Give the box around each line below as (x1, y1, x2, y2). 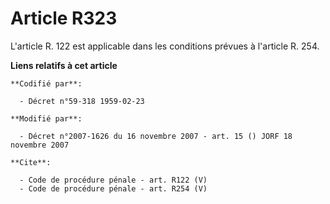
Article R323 (10, 7, 118, 30)
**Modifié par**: (10, 113, 83, 124)
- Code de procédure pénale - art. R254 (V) (19, 183, 208, 194)
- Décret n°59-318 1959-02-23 (19, 96, 145, 106)
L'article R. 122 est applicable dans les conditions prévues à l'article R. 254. (10, 40, 320, 52)
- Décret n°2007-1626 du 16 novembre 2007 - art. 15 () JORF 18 (19, 131, 293, 141)
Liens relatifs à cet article (10, 59, 118, 71)
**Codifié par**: (10, 78, 83, 89)
